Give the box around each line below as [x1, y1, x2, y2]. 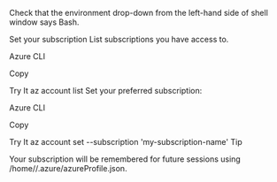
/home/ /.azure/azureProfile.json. [9, 163, 127, 173]
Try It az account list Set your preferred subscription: [9, 86, 203, 95]
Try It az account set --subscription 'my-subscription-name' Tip [9, 137, 242, 147]
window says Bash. [9, 17, 80, 27]
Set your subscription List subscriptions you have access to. [9, 34, 229, 44]
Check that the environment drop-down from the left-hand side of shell [9, 8, 268, 18]
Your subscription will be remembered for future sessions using [9, 154, 241, 164]
